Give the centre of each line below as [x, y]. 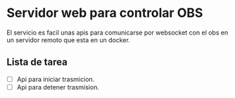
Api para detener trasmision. [58, 87]
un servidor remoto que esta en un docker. [69, 39]
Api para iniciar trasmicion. [56, 79]
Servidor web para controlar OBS [105, 13]
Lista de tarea [37, 62]
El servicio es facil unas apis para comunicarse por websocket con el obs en [118, 32]
